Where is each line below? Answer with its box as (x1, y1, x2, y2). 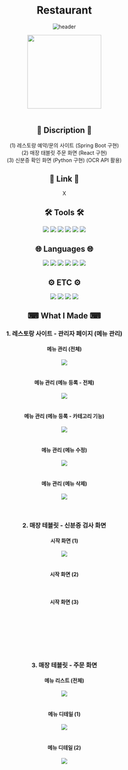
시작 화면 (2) (50, 571, 79, 578)
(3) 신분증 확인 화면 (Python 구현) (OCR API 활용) (6, 156, 122, 163)
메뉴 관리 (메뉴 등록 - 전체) (34, 379, 95, 386)
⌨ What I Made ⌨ (27, 311, 101, 321)
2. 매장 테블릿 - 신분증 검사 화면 (22, 522, 107, 530)
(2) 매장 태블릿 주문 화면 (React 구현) (21, 149, 107, 156)
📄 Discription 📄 (37, 125, 92, 136)
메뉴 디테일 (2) (47, 744, 81, 751)
